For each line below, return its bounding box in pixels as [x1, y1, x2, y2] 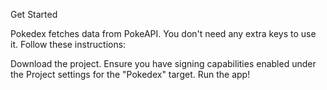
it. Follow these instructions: [10, 39, 127, 50]
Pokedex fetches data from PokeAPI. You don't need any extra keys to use [10, 28, 317, 39]
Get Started [10, 9, 58, 20]
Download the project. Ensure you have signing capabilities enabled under [10, 58, 317, 69]
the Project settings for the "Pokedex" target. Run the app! [10, 69, 251, 80]
